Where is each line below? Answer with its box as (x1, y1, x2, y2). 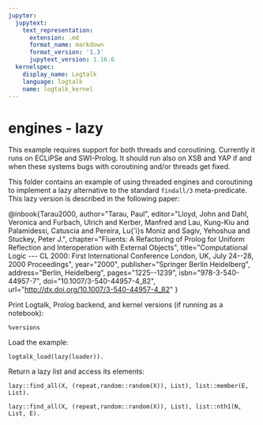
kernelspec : (15, 63, 55, 71)
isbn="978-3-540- (178, 268, 239, 277)
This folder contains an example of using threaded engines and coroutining (8, 177, 253, 186)
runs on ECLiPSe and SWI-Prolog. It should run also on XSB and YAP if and (8, 153, 252, 163)
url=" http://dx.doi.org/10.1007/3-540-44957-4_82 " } (8, 285, 178, 295)
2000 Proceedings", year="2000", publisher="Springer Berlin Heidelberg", (8, 260, 250, 269)
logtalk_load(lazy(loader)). (8, 353, 104, 361)
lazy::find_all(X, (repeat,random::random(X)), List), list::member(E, (8, 382, 249, 390)
